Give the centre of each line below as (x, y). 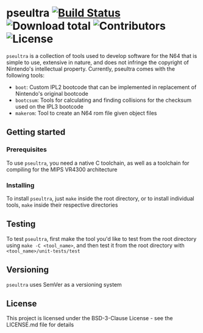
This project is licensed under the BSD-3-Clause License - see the (90, 318)
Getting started (36, 132)
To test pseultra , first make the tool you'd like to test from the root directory (101, 238)
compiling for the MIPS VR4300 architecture (62, 169)
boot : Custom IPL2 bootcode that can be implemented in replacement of (106, 87)
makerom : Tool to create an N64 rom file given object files (86, 113)
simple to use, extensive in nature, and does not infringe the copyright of (98, 62)
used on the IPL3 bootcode (49, 106)
